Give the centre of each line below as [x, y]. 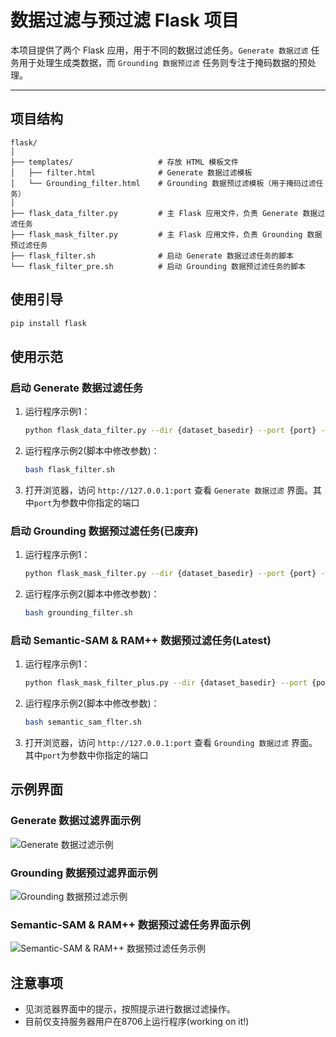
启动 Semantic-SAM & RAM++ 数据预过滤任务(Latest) [141, 640]
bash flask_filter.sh [69, 470]
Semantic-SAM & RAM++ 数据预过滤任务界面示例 [130, 924]
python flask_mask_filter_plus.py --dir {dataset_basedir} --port [166, 683]
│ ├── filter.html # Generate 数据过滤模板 [131, 172]
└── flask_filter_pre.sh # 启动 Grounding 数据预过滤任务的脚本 [158, 266]
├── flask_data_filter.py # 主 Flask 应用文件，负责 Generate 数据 [164, 213]
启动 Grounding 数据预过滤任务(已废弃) [104, 531]
